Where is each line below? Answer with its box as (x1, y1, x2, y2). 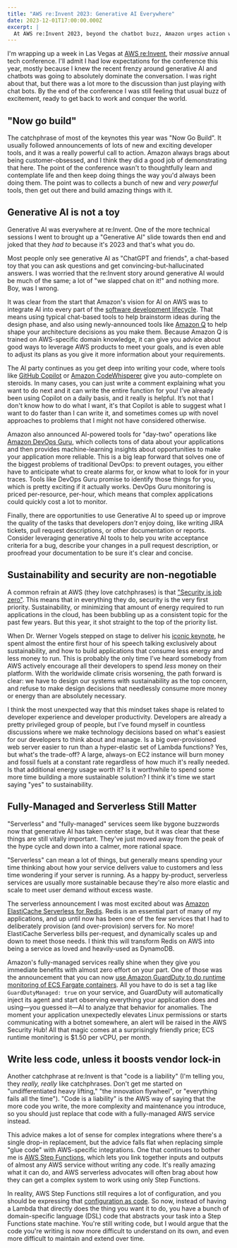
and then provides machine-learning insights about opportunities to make (7, 445, 221, 453)
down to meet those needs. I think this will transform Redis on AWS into (7, 937, 215, 945)
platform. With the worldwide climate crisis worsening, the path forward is (7, 668, 222, 678)
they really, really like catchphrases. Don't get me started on (7, 1079, 183, 1088)
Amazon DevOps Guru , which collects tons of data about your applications (7, 437, 224, 445)
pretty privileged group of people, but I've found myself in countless (7, 720, 206, 728)
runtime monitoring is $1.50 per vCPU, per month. (7, 1033, 152, 1041)
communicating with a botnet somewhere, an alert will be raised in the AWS (7, 1018, 227, 1026)
